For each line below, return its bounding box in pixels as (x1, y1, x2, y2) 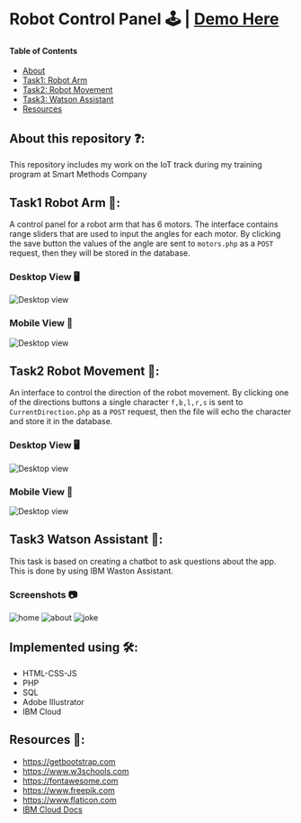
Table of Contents (9, 45, 78, 56)
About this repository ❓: (9, 131, 146, 146)
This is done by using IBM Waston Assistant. (9, 565, 173, 576)
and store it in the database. (9, 416, 113, 427)
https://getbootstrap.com (22, 755, 116, 767)
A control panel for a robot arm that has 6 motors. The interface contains (9, 219, 279, 230)
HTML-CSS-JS (22, 667, 78, 678)
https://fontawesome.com (22, 775, 119, 786)
